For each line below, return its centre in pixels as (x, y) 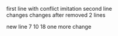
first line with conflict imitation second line (59, 9)
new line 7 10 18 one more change (49, 27)
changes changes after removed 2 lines (56, 15)
